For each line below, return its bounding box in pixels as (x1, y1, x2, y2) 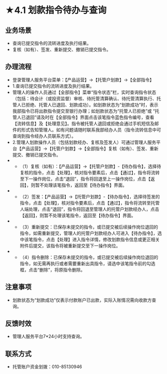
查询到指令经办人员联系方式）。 (12, 133, 76, 139)
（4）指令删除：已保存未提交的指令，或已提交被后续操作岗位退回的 (19, 254, 159, 260)
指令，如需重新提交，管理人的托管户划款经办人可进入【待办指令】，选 (19, 230, 162, 236)
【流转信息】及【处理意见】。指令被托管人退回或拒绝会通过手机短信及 (12, 120, 155, 126)
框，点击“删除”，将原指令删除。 (19, 266, 85, 272)
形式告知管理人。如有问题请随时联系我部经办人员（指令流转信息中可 (21, 126, 161, 132)
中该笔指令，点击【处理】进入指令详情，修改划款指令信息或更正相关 (19, 236, 160, 242)
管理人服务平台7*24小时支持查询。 (12, 333, 85, 339)
